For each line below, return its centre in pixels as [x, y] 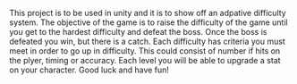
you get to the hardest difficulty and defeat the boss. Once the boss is [138, 32]
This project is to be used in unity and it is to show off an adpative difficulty [148, 13]
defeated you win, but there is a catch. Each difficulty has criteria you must [148, 41]
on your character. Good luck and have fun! [89, 70]
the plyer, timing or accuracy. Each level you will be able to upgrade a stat [145, 60]
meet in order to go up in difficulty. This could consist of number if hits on [145, 51]
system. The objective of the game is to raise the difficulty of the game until [148, 22]
